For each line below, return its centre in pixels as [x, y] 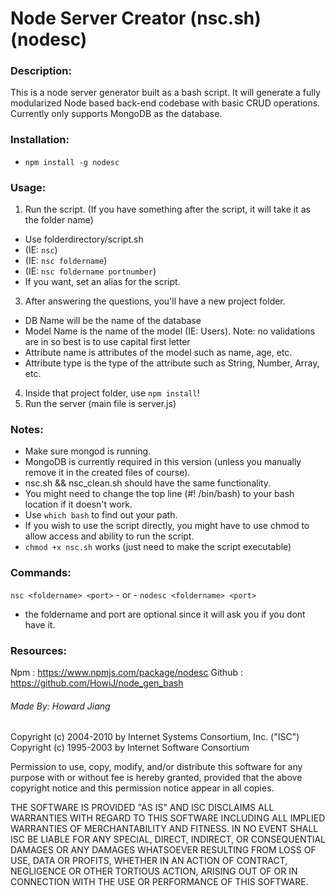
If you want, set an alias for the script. [102, 282]
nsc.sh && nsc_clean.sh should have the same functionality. [148, 483]
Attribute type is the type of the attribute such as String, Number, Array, [172, 363]
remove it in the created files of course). [107, 473]
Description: [41, 71]
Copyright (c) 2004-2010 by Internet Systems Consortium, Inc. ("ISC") [155, 737]
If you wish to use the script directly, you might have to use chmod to [167, 526]
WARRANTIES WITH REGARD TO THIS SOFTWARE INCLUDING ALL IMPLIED [168, 818]
